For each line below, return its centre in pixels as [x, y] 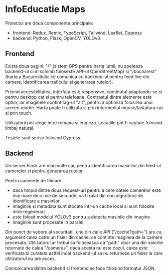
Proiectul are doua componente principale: [49, 23]
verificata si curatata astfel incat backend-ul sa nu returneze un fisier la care [84, 253]
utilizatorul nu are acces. [31, 258]
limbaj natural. [20, 128]
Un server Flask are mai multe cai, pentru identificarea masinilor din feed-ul [83, 165]
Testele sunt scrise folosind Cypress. [43, 137]
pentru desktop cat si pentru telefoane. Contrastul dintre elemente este [78, 97]
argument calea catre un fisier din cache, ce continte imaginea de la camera [84, 237]
